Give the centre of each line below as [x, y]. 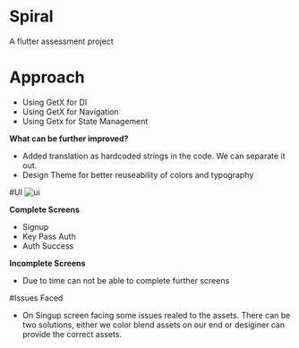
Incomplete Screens [47, 263]
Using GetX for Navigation [70, 111]
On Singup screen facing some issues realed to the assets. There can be [156, 315]
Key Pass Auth [49, 236]
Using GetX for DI [55, 102]
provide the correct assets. [72, 334]
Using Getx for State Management [85, 121]
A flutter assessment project [61, 41]
